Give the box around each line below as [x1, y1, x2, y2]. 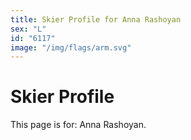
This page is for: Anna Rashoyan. [10, 119, 147, 131]
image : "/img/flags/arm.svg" [10, 42, 132, 53]
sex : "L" [10, 24, 47, 34]
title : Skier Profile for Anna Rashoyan [10, 14, 182, 25]
